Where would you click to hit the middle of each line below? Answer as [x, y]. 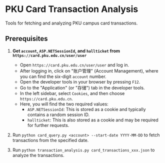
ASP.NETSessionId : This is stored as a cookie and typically [86, 109]
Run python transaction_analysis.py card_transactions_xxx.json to [83, 150]
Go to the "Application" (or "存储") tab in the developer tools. [82, 87]
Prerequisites [26, 39]
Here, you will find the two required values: [64, 104]
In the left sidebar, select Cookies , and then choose [72, 93]
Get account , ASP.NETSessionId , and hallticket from [66, 50]
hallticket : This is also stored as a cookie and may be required [93, 120]
